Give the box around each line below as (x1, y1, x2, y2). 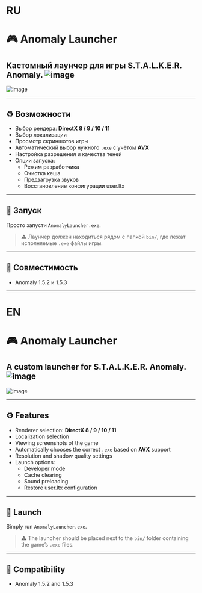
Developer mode (23, 465, 66, 472)
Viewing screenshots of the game (14, 439, 99, 446)
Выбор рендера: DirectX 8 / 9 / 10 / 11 (14, 125, 110, 132)
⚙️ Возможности (6, 109, 71, 119)
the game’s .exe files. (20, 541, 74, 548)
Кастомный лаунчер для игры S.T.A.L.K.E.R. (6, 60, 182, 70)
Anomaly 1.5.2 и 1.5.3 (14, 278, 67, 286)
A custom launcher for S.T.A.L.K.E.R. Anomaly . (6, 362, 186, 372)
